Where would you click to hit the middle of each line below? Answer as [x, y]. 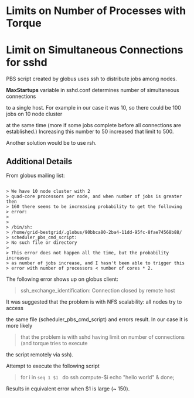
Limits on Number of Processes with [96, 11]
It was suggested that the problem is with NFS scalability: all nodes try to [94, 302]
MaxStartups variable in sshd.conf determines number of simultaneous [93, 90]
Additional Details [39, 161]
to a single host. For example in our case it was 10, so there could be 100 [94, 108]
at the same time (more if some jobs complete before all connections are [94, 125]
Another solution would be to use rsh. [51, 143]
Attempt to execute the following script [53, 366]
